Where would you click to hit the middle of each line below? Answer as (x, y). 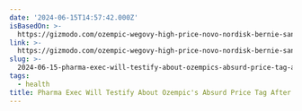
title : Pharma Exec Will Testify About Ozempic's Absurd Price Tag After (151, 92)
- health (34, 84)
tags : (19, 76)
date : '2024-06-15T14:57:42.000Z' (74, 17)
